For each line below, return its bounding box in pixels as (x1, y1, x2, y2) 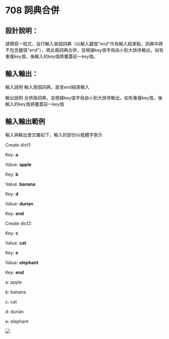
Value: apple (5, 161, 32, 167)
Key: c (5, 230, 19, 236)
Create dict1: (5, 142, 32, 148)
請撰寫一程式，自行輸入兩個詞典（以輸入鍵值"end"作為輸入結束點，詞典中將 (5, 41, 163, 47)
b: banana (5, 289, 26, 295)
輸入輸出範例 (5, 117, 45, 126)
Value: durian (5, 200, 34, 206)
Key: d (5, 191, 19, 197)
